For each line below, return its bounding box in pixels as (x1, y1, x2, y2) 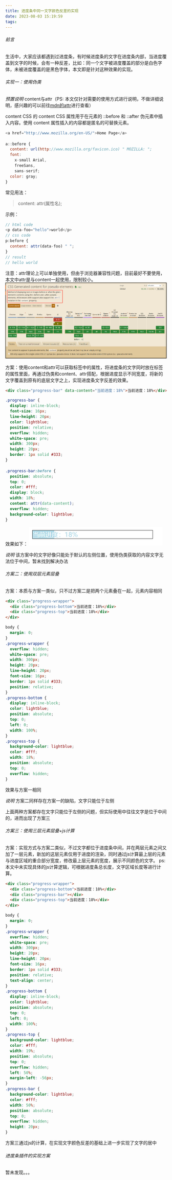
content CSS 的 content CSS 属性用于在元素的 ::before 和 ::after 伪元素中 (5, 113, 159, 119)
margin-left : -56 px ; (10, 1076, 54, 1081)
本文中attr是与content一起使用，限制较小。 (5, 276, 96, 282)
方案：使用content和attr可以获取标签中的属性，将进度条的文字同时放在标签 (5, 364, 163, 370)
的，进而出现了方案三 (5, 815, 50, 821)
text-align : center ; (10, 978, 54, 983)
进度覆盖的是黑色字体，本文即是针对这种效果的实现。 (23, 66, 136, 72)
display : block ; (10, 490, 45, 495)
